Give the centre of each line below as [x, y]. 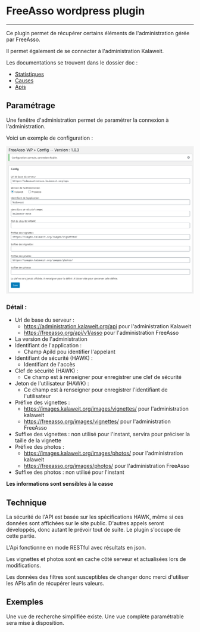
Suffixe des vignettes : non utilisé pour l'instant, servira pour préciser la [102, 434]
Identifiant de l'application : [48, 346]
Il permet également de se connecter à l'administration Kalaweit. [85, 51]
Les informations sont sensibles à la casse [60, 484]
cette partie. [21, 536]
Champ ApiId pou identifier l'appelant [69, 352]
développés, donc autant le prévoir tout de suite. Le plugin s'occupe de [93, 530]
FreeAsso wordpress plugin [76, 11]
